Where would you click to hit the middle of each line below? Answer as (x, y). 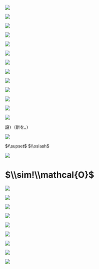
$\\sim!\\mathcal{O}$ (50, 175)
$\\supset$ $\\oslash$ (27, 146)
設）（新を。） (18, 127)
